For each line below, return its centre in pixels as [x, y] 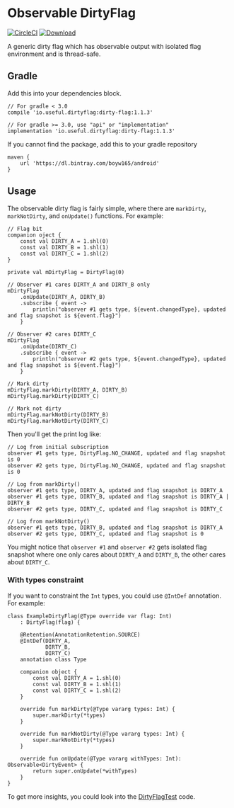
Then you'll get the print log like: [54, 434]
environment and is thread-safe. [54, 54]
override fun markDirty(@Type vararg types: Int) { [98, 709]
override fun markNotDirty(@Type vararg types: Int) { [103, 734]
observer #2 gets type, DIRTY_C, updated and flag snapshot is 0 [105, 534]
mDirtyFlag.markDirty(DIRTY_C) [53, 396]
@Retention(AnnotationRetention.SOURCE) [80, 635]
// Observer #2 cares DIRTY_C [52, 334]
